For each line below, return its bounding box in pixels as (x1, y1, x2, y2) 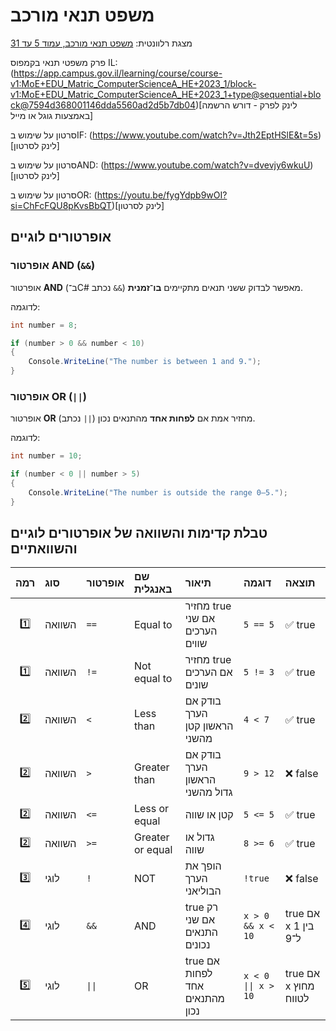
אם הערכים (184, 665, 233, 679)
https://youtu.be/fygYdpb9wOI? (96, 189, 228, 201)
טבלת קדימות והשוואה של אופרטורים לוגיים (10, 525, 268, 542)
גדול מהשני (184, 785, 233, 799)
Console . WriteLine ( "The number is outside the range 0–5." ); (28, 487, 288, 498)
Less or (133, 802, 170, 816)
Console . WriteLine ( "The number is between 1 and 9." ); (28, 357, 262, 367)
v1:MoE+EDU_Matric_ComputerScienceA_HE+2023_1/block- (10, 77, 257, 89)
